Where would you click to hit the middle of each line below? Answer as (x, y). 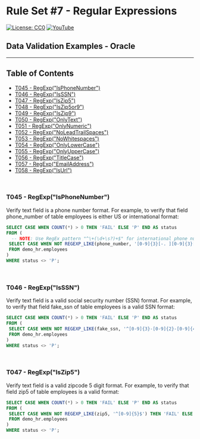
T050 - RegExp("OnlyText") (49, 119)
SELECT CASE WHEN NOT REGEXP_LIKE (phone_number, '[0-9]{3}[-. (87, 244)
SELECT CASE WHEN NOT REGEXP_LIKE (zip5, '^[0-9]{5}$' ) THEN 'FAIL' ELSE (101, 414)
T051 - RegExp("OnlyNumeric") (53, 126)
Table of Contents (40, 74)
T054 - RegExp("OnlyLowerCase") (57, 145)
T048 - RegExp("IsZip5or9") (49, 107)
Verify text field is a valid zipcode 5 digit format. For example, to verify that (98, 385)
